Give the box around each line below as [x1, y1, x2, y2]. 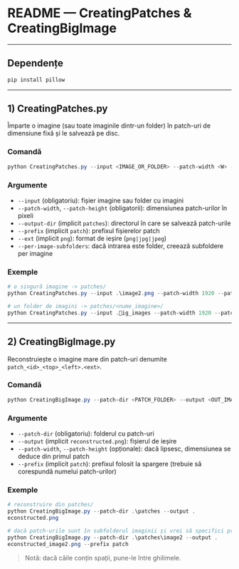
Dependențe [7, 57, 64, 69]
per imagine [17, 249, 53, 257]
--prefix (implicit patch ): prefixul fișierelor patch [17, 226, 160, 235]
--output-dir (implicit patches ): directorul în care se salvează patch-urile [17, 219, 231, 227]
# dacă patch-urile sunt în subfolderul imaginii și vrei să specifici [7, 527, 224, 534]
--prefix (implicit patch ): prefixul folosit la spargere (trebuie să [17, 459, 202, 468]
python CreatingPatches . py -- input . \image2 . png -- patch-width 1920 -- [7, 290, 224, 297]
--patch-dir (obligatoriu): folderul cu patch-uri [17, 429, 154, 438]
